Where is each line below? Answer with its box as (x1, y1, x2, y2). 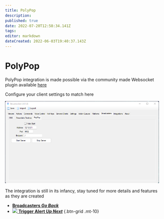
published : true (5, 18, 38, 23)
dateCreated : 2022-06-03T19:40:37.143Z (5, 39, 86, 44)
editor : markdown (5, 34, 41, 39)
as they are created (5, 193, 44, 199)
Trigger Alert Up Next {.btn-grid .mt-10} (18, 208, 99, 215)
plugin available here (5, 82, 47, 88)
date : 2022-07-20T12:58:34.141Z (5, 23, 71, 28)
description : (5, 13, 32, 18)
